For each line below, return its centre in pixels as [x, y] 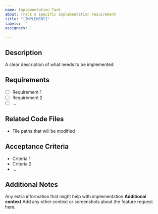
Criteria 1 [21, 159]
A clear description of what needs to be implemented [59, 64]
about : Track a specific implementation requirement [61, 14]
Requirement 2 [27, 98]
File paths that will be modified [44, 131]
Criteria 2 [22, 163]
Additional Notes [32, 185]
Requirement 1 [27, 92]
